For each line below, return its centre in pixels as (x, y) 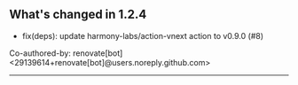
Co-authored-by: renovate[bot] (66, 53)
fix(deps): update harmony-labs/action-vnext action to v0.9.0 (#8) (143, 35)
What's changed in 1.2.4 (78, 15)
